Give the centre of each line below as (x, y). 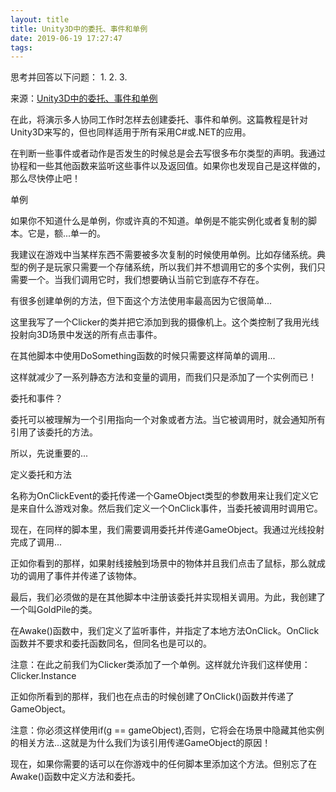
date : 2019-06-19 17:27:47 (66, 38)
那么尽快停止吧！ (45, 178)
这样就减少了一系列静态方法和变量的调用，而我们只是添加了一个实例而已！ (163, 377)
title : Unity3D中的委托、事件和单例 (79, 29)
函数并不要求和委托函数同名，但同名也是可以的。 (111, 643)
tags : (21, 47)
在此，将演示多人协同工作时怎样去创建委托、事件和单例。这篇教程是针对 (159, 120)
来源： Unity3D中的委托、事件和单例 (84, 98)
